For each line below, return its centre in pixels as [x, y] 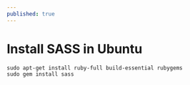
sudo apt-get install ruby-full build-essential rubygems [95, 68]
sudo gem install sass [40, 74]
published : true [31, 14]
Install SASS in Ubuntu [75, 49]
